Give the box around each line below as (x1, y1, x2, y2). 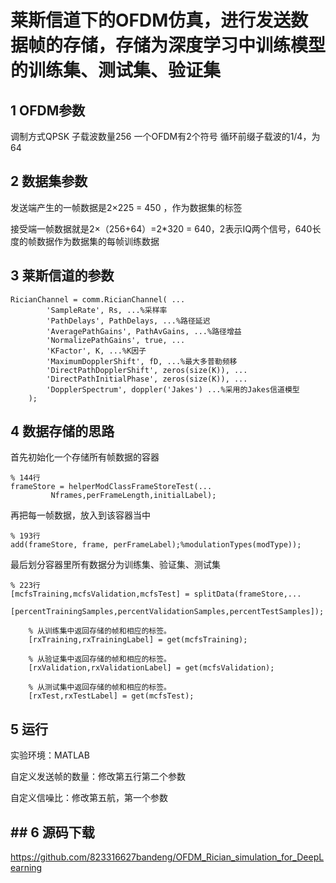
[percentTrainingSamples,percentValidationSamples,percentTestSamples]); (10, 607, 325, 617)
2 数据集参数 (10, 173, 88, 190)
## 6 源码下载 (10, 824, 95, 841)
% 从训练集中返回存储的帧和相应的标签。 (28, 626, 172, 636)
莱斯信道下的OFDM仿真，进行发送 (10, 9, 292, 32)
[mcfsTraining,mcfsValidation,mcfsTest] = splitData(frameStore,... (10, 589, 302, 600)
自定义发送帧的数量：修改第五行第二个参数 (10, 771, 186, 783)
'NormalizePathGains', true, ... (46, 335, 186, 345)
